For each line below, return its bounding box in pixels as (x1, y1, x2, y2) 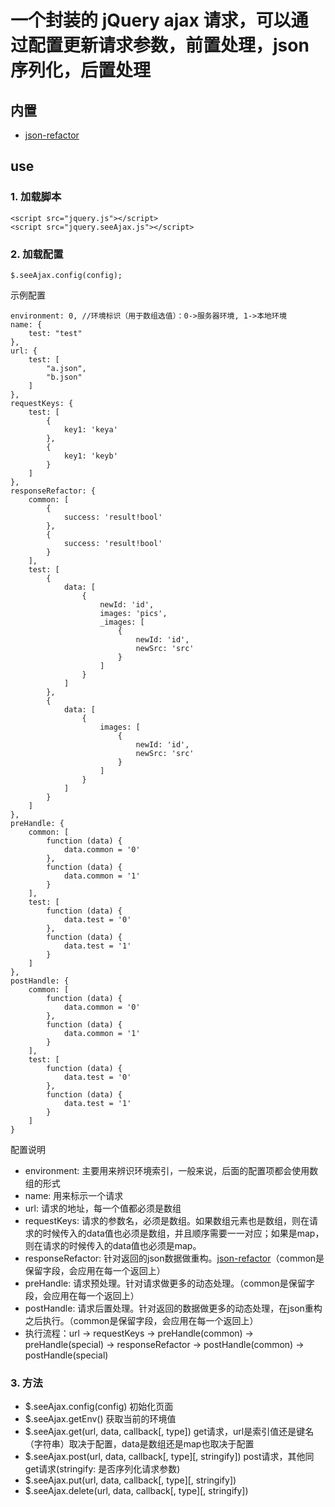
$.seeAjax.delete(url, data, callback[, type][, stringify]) (24, 1485, 249, 1497)
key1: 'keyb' (63, 451, 118, 461)
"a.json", (46, 363, 87, 373)
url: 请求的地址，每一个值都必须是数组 (24, 1202, 182, 1214)
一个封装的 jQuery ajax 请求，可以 (10, 9, 292, 32)
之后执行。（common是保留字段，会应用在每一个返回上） (24, 1314, 259, 1326)
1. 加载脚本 (10, 190, 62, 204)
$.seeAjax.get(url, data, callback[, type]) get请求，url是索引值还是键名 (24, 1426, 315, 1438)
